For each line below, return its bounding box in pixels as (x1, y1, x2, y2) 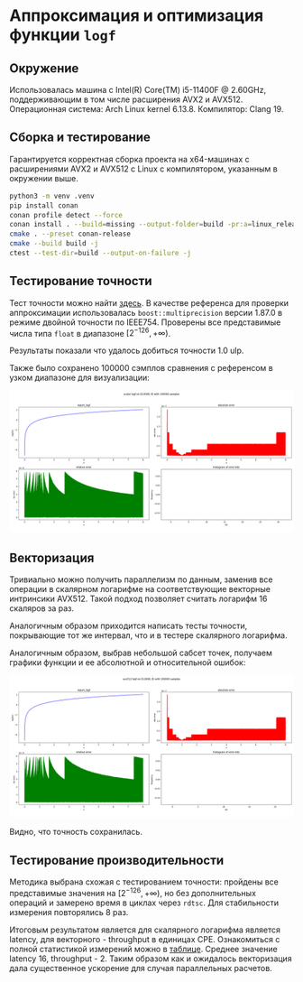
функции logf (9, 24, 116, 45)
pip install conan (9, 200, 78, 210)
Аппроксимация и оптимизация (9, 5, 264, 26)
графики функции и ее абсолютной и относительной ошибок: (9, 657, 246, 668)
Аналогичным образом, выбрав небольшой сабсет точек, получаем (9, 647, 273, 659)
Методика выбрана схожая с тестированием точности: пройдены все (9, 876, 280, 887)
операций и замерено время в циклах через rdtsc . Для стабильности (9, 897, 280, 908)
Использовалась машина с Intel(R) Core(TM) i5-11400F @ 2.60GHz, (9, 85, 267, 95)
